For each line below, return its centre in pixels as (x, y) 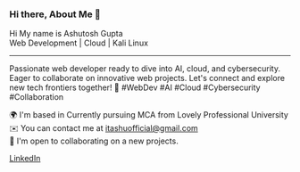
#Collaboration (37, 97)
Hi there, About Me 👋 (55, 14)
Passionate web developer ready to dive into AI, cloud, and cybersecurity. (145, 69)
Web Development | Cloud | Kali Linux (79, 43)
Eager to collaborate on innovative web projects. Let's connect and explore (147, 78)
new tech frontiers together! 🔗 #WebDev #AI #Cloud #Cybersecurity (135, 87)
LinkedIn (25, 159)
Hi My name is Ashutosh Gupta (66, 34)
